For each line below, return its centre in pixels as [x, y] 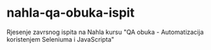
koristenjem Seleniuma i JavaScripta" [61, 39]
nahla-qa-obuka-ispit [70, 13]
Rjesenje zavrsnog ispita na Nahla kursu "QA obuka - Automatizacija [105, 32]
